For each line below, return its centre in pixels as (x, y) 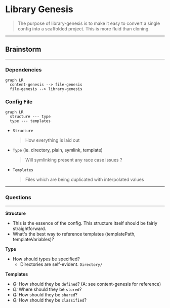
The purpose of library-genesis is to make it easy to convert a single (89, 23)
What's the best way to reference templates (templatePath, (74, 234)
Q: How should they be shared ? (45, 294)
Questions (18, 198)
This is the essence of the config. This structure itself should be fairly (85, 223)
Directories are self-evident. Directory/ (61, 264)
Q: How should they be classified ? (50, 300)
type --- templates (30, 121)
